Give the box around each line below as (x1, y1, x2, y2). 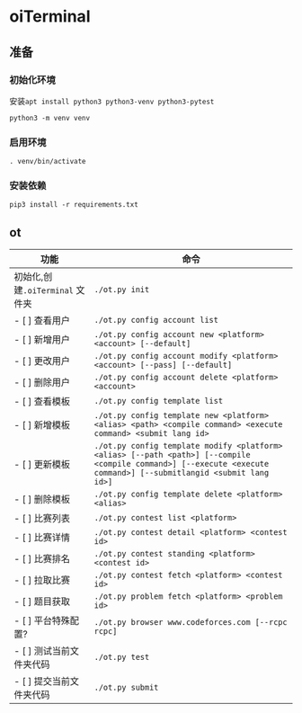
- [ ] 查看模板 (13, 396, 70, 408)
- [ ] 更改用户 (13, 355, 70, 368)
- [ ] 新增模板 (13, 419, 70, 432)
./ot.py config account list (93, 315, 218, 325)
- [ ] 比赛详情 (13, 531, 70, 544)
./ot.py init (93, 285, 150, 295)
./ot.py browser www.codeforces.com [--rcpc (93, 618, 288, 628)
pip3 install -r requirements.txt (9, 201, 139, 209)
